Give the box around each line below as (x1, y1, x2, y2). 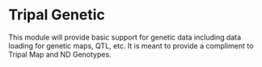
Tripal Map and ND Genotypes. (8, 49, 112, 59)
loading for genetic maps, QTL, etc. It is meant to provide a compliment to (8, 40, 254, 50)
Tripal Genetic (8, 6, 105, 24)
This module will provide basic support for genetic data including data (8, 32, 242, 42)
